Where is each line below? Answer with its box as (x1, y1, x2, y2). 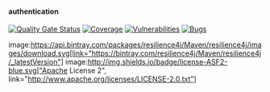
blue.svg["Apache (8, 65, 69, 76)
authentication (8, 6, 59, 16)
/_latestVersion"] (8, 57, 64, 67)
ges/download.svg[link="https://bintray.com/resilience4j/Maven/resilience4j (8, 48, 262, 58)
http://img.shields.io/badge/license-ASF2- (87, 57, 228, 67)
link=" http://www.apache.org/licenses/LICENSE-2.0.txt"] (8, 74, 197, 84)
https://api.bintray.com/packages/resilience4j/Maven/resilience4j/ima (31, 40, 262, 50)
